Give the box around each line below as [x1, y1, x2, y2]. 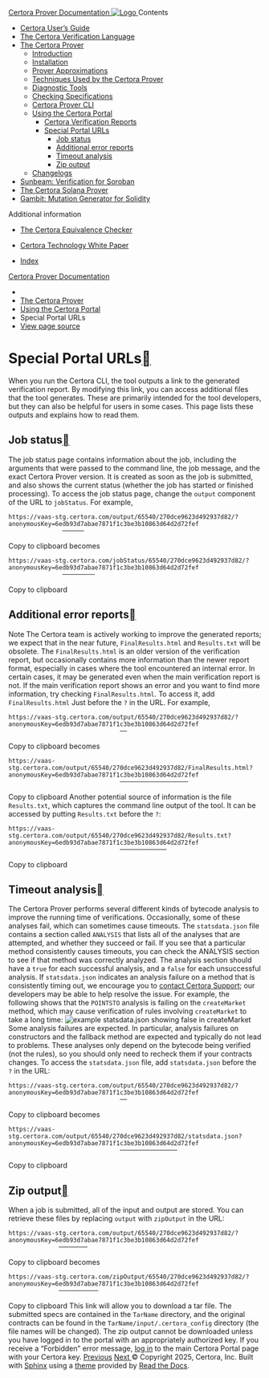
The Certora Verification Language [19, 32, 135, 41]
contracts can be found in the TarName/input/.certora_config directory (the [8, 1318, 259, 1328]
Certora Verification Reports [43, 117, 137, 126]
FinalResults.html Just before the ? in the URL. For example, [8, 697, 210, 707]
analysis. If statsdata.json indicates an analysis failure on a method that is [8, 972, 255, 982]
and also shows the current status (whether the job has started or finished [8, 480, 254, 490]
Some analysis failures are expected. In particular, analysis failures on [8, 1024, 239, 1033]
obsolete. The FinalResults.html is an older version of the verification [8, 646, 241, 656]
